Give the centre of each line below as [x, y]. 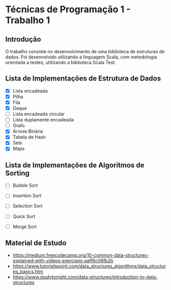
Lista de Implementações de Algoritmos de [75, 165]
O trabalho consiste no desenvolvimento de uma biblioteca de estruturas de [85, 51]
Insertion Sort [27, 196]
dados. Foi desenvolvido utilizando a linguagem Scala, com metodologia [81, 57]
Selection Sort [28, 206]
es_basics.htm [28, 272]
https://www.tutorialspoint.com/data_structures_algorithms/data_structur [89, 266]
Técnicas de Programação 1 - [68, 9]
